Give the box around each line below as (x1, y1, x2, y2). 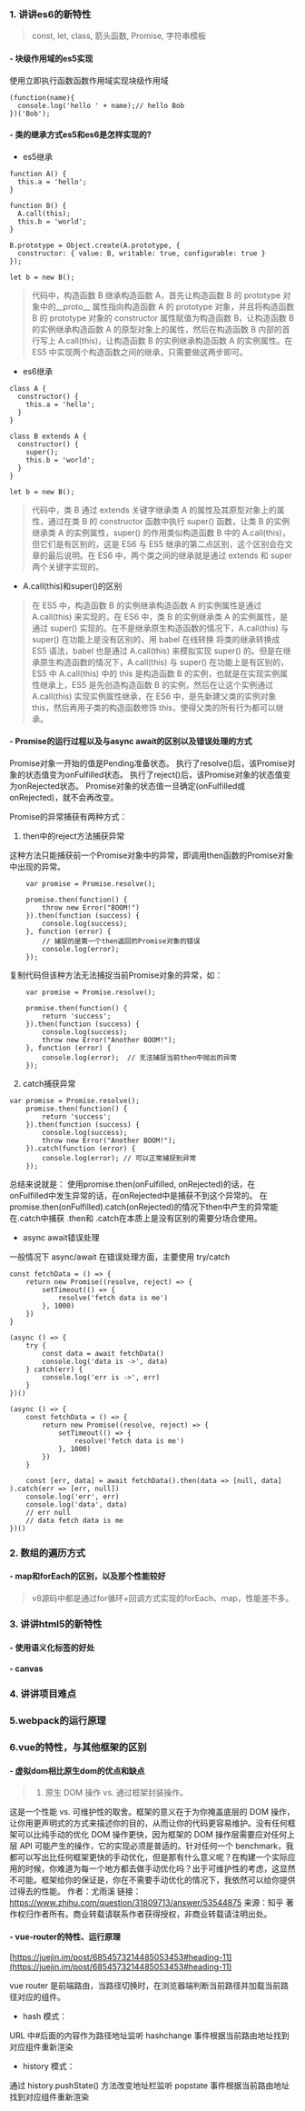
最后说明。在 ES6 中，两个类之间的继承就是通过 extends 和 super (47, 550, 292, 561)
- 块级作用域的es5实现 (9, 53, 93, 64)
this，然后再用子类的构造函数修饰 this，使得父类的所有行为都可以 (31, 702, 277, 712)
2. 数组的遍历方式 (9, 1547, 86, 1559)
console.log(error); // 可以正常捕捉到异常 (42, 1153, 197, 1162)
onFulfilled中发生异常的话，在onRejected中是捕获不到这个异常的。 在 (9, 1190, 268, 1200)
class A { (9, 383, 47, 393)
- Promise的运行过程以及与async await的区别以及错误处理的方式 (9, 736, 252, 747)
